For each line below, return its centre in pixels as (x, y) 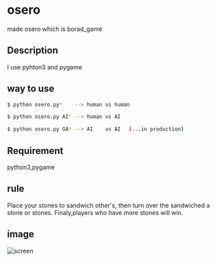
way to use (31, 89)
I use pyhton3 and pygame (45, 67)
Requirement (35, 151)
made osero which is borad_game (55, 29)
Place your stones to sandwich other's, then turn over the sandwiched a (108, 205)
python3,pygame (31, 167)
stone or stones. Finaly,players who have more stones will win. (95, 212)
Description (33, 50)
